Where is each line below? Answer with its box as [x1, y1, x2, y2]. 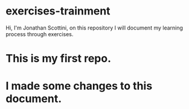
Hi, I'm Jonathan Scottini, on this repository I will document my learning [5, 24, 184, 31]
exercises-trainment [5, 4, 111, 18]
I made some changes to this [5, 79, 153, 93]
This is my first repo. [5, 52, 111, 66]
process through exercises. [5, 30, 74, 37]
